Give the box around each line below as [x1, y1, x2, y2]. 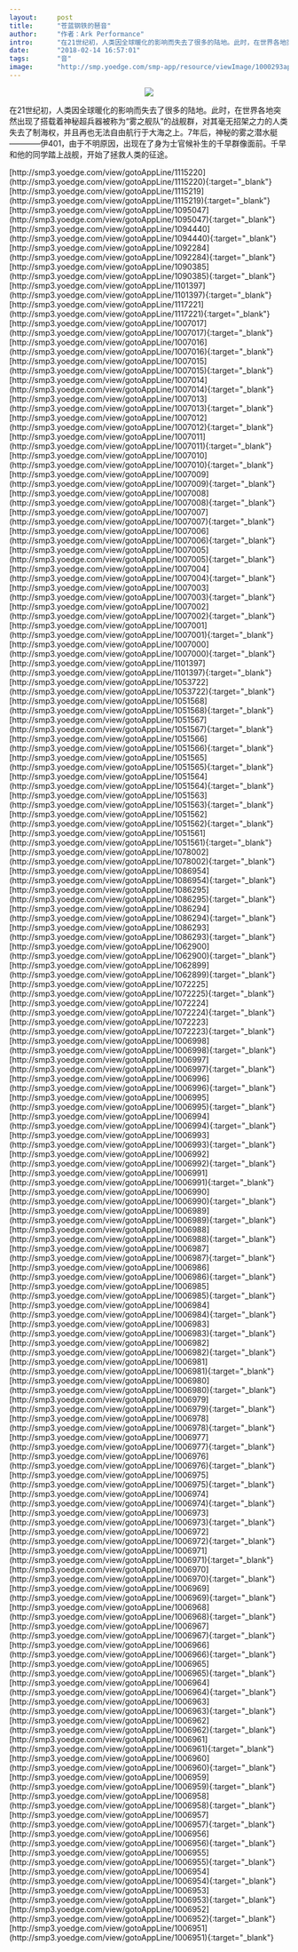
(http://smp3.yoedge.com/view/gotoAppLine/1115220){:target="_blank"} [9, 176, 272, 187]
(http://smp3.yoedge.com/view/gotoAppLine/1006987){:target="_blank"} [9, 1252, 276, 1263]
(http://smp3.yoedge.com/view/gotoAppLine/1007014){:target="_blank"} [9, 384, 274, 394]
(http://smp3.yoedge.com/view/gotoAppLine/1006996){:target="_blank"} [9, 1082, 277, 1093]
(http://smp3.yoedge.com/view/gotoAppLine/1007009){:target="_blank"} [9, 478, 276, 489]
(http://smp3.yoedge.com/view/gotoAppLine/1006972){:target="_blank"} [9, 1535, 276, 1546]
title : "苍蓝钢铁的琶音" [9, 21, 112, 30]
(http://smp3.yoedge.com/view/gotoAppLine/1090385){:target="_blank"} [9, 270, 277, 281]
